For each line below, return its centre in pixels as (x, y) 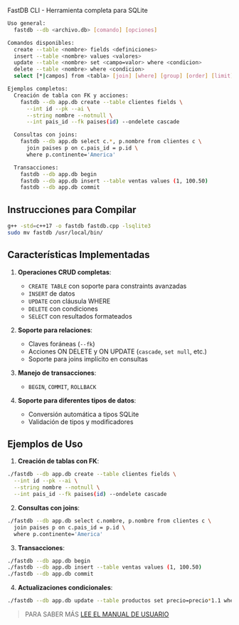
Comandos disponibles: (41, 43)
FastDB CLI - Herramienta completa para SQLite (78, 10)
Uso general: (27, 24)
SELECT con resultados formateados (80, 316)
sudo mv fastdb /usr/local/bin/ (55, 232)
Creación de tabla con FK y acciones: (71, 95)
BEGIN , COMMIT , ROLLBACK (62, 386)
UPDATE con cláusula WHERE (69, 301)
